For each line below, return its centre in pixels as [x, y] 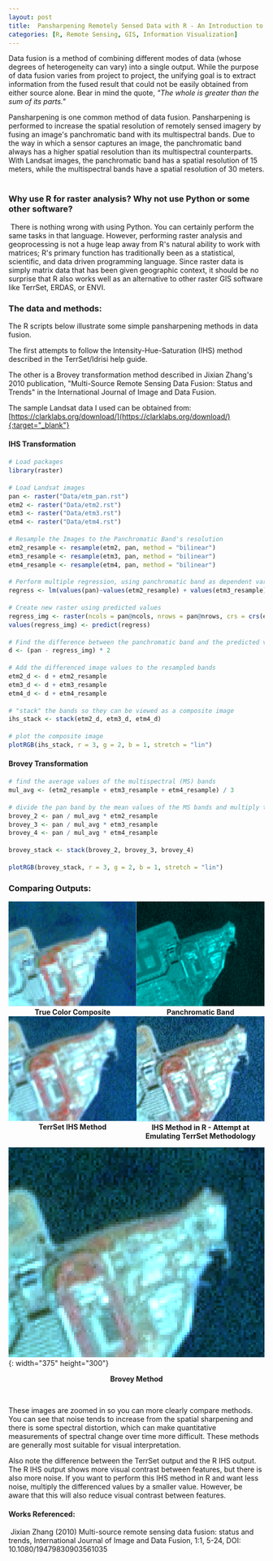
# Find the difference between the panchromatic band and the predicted [134, 642]
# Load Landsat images [47, 488]
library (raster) [36, 471]
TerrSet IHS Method [73, 1127]
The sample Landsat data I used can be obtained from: [100, 407]
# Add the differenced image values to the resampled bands [113, 668]
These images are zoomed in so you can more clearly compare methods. [131, 1410]
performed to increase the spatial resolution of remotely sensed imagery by [135, 126]
